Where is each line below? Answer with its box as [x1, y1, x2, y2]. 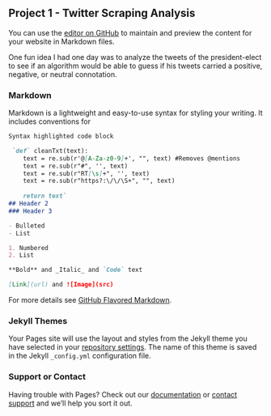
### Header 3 [8, 206, 53, 215]
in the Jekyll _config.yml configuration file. [8, 351, 151, 361]
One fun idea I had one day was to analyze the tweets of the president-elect [8, 52, 262, 62]
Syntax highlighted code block [8, 133, 114, 141]
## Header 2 [8, 200, 49, 208]
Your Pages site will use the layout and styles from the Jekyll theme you [8, 333, 248, 343]
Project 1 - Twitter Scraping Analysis [8, 6, 196, 20]
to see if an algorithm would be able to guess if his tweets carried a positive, [8, 61, 263, 70]
